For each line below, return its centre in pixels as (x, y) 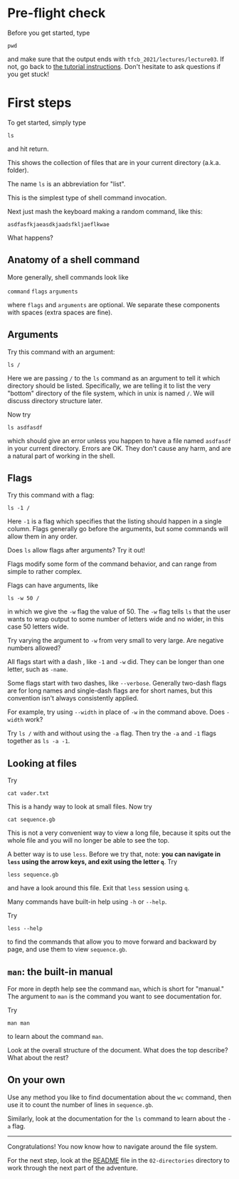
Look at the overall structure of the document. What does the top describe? (118, 1050)
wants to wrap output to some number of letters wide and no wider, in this (116, 619)
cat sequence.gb (31, 820)
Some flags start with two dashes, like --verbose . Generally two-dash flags (117, 683)
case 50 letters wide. (38, 626)
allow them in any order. (43, 537)
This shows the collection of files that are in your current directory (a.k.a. (114, 162)
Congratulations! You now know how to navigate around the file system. (113, 1146)
